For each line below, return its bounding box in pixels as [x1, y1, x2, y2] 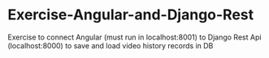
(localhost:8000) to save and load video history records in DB [7, 40, 214, 50]
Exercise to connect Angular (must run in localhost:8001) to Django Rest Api [7, 32, 262, 42]
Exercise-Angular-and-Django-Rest [7, 6, 254, 24]
